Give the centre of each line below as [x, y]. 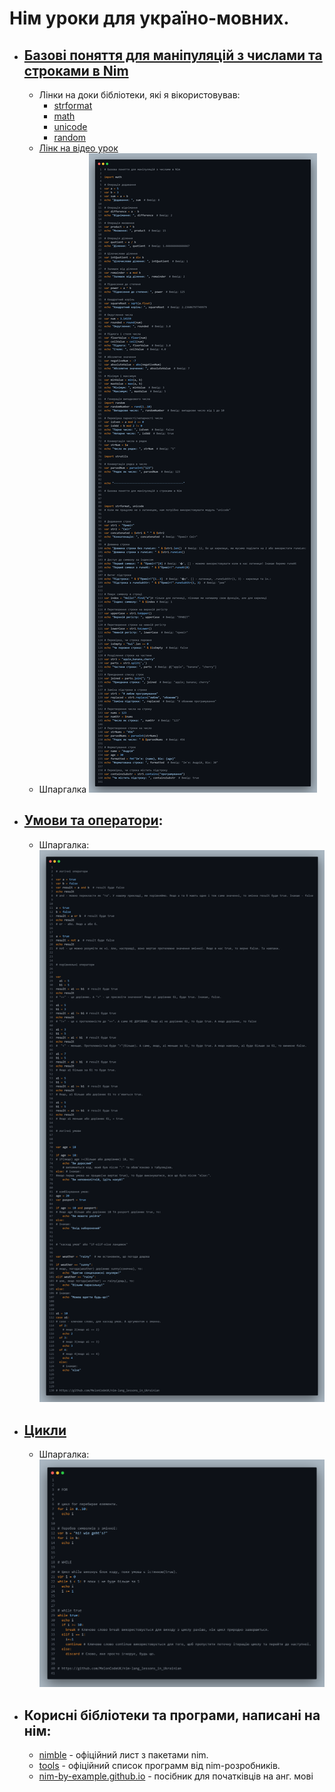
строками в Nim [76, 70]
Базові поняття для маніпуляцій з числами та [173, 55]
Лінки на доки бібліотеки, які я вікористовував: [139, 95]
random [70, 137]
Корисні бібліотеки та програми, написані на [172, 1715]
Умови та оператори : [93, 820]
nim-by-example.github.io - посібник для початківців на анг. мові [176, 1776]
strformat [73, 105]
